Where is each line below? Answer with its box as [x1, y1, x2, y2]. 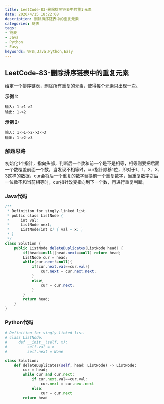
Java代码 [5, 193, 27, 200]
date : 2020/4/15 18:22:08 [5, 12, 59, 17]
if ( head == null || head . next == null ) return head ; [23, 250, 121, 255]
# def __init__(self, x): [5, 340, 68, 345]
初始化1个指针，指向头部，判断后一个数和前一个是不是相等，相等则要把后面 [5, 160, 160, 166]
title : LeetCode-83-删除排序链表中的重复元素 [5, 7, 92, 12]
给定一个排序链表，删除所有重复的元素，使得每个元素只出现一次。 [5, 83, 140, 89]
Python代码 [5, 319, 33, 326]
